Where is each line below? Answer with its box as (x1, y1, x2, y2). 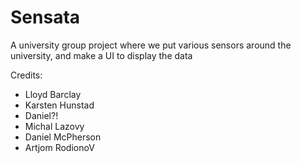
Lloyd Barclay (24, 88, 82, 100)
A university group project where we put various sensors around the (10, 39, 292, 51)
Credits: (10, 69, 43, 81)
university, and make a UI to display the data (10, 49, 193, 61)
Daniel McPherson (24, 131, 102, 143)
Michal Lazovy (24, 120, 85, 132)
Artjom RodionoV (24, 141, 95, 153)
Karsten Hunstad (24, 99, 95, 111)
